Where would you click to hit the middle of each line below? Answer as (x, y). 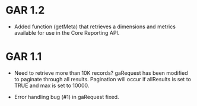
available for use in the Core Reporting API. (67, 32)
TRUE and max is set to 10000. (52, 85)
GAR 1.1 (24, 57)
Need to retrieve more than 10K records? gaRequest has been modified (101, 73)
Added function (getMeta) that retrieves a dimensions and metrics (95, 26)
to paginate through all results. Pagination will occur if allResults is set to (102, 79)
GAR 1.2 (25, 10)
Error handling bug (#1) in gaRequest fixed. (66, 97)
